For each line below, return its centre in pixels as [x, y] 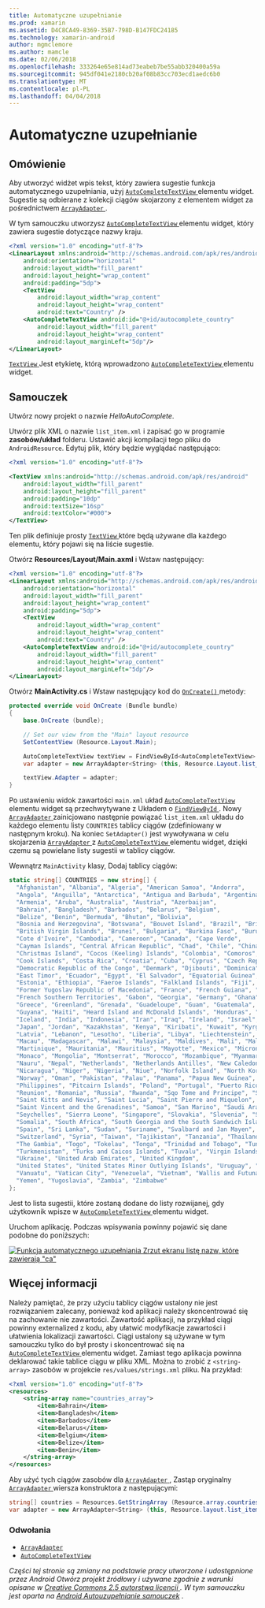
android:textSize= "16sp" [64, 506]
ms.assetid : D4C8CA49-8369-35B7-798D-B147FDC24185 [94, 30]
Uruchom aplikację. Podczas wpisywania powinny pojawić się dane [118, 1226]
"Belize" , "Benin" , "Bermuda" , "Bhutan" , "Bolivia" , [104, 917]
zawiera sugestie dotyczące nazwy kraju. [76, 232]
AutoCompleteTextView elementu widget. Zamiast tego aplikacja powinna [125, 1353]
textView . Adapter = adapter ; [71, 778]
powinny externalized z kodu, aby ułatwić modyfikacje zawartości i [118, 1327]
